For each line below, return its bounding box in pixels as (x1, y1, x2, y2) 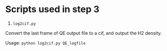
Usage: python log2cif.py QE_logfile (5, 39, 86, 46)
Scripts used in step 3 (5, 4, 100, 15)
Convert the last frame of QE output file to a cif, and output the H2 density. (5, 30, 162, 36)
